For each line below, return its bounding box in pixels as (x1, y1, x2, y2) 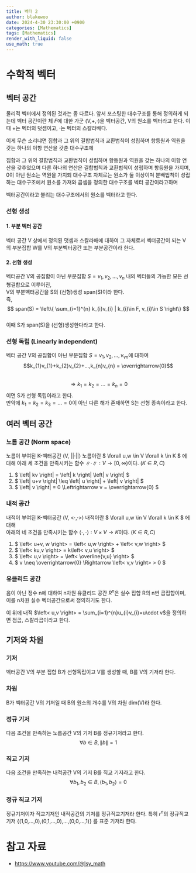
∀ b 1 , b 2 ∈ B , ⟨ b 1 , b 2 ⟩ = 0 (70, 779, 127, 787)
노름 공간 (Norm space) (6, 438, 71, 446)
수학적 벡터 (6, 68, 56, 82)
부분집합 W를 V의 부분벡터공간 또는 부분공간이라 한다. (12, 244, 135, 251)
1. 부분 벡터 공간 (6, 223, 42, 230)
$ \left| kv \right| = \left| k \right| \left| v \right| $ (14, 472, 130, 479)
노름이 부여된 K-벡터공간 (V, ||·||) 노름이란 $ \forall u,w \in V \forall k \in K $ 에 (6, 452, 187, 459)
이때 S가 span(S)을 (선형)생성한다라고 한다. (6, 321, 105, 328)
